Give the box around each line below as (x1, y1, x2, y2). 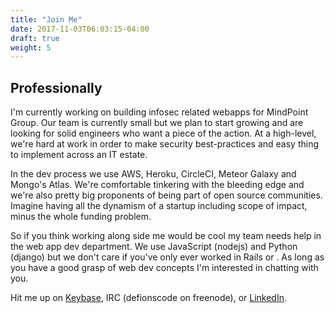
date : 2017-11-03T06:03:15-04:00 (10, 24, 150, 34)
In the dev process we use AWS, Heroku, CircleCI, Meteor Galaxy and (10, 168, 297, 180)
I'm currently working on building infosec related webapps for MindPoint (10, 106, 309, 118)
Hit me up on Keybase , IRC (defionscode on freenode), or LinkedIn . (10, 292, 288, 304)
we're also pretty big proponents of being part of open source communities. (10, 189, 323, 201)
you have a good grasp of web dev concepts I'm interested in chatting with (10, 262, 319, 274)
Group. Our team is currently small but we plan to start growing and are (10, 117, 304, 129)
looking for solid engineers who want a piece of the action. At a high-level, (10, 127, 317, 140)
